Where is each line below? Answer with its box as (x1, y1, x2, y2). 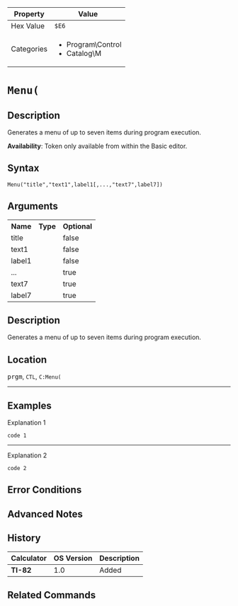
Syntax (7, 162, 40, 174)
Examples (7, 399, 52, 411)
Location (7, 353, 47, 365)
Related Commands (7, 589, 96, 601)
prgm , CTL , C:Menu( (7, 372, 62, 381)
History (7, 532, 41, 544)
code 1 (7, 432, 27, 440)
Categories (11, 44, 48, 54)
